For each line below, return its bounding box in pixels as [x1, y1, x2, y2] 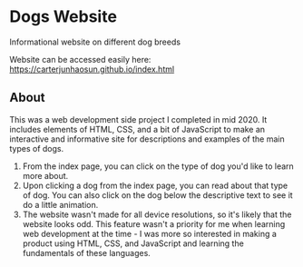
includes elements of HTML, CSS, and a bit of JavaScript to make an [9, 124, 266, 134]
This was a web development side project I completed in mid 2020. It [9, 114, 268, 124]
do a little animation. [22, 199, 99, 210]
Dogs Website [9, 6, 118, 27]
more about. [22, 170, 69, 181]
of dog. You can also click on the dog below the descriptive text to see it [22, 189, 293, 201]
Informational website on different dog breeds [9, 36, 181, 47]
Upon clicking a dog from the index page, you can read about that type [22, 180, 288, 191]
